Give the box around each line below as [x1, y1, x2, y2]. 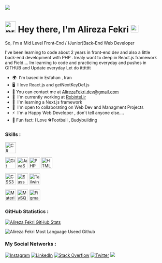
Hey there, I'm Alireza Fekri [17, 24, 129, 35]
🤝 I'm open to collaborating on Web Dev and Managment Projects [12, 104, 144, 110]
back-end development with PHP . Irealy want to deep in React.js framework [5, 54, 157, 60]
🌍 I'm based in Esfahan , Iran [12, 74, 72, 80]
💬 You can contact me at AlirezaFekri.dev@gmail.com [12, 89, 119, 95]
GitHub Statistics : [5, 208, 49, 215]
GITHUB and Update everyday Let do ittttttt [5, 65, 91, 70]
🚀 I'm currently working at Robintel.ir [12, 94, 86, 99]
